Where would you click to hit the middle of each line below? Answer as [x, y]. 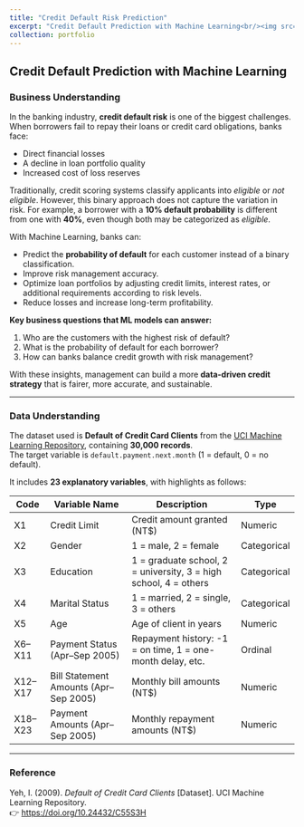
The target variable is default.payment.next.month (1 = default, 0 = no [139, 455]
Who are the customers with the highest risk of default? [126, 338]
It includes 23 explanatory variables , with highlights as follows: [128, 482]
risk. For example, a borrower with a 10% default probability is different [143, 210]
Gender [66, 546]
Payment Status [84, 644]
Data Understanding [55, 416]
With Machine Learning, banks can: [76, 237]
